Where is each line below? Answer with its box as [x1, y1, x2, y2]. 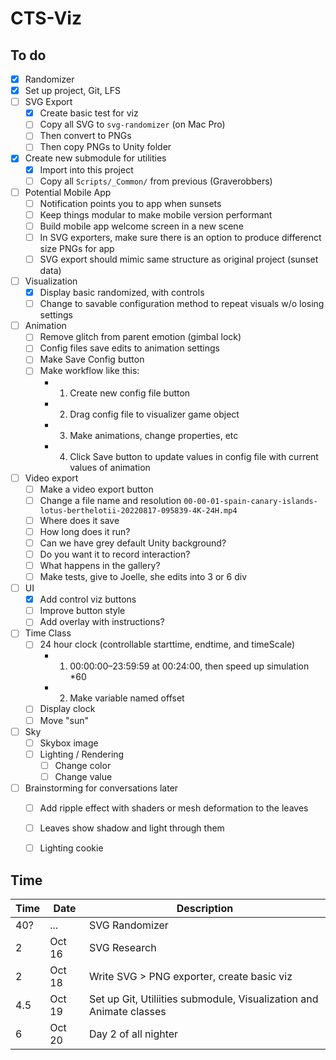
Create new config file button [69, 387, 191, 399]
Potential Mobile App [24, 186, 112, 198]
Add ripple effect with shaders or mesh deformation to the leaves [39, 802, 309, 814]
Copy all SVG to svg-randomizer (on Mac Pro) [39, 118, 226, 131]
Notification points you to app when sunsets [39, 197, 222, 209]
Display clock [39, 703, 96, 715]
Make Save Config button [39, 353, 145, 366]
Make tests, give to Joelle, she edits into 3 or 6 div [39, 571, 247, 582]
